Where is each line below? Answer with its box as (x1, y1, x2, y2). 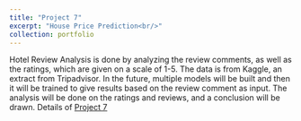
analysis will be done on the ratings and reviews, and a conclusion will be (9, 92, 280, 103)
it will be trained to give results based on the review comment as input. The (9, 82, 288, 94)
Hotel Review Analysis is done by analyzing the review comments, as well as (9, 55, 292, 65)
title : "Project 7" (9, 13, 83, 22)
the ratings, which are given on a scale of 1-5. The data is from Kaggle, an (9, 64, 283, 74)
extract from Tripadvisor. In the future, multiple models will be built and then (9, 73, 290, 84)
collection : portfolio (9, 30, 94, 39)
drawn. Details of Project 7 (9, 102, 108, 113)
